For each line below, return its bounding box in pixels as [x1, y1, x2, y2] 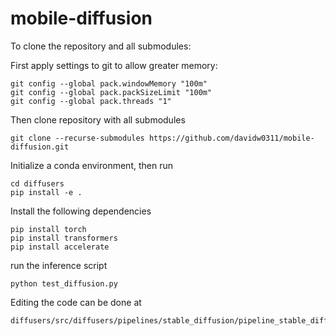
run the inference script [10, 259, 108, 271]
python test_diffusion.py [10, 278, 118, 289]
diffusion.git [10, 142, 70, 152]
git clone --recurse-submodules [10, 133, 145, 143]
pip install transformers [10, 233, 118, 243]
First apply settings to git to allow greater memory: [10, 59, 218, 71]
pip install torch [10, 224, 87, 234]
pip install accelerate [10, 242, 110, 252]
